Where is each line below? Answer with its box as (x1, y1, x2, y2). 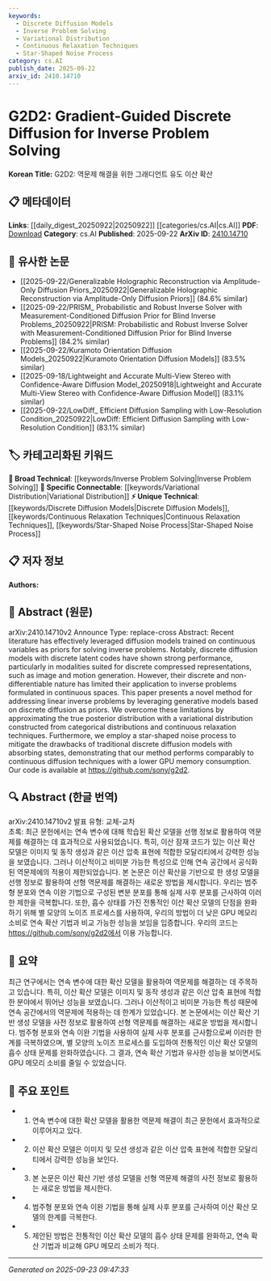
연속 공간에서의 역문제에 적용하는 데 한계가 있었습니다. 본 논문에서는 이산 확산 (8, 1007, 252, 1017)
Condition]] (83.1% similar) (56, 422, 145, 433)
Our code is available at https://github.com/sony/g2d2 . (8, 765, 190, 774)
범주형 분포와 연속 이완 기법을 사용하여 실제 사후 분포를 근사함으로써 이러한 (19, 1028, 254, 1037)
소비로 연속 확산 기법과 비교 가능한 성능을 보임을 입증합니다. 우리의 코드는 (8, 918, 239, 927)
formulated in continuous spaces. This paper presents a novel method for (8, 687, 252, 697)
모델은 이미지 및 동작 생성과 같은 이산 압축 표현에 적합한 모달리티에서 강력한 (8, 847, 245, 857)
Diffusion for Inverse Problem (8, 124, 210, 142)
